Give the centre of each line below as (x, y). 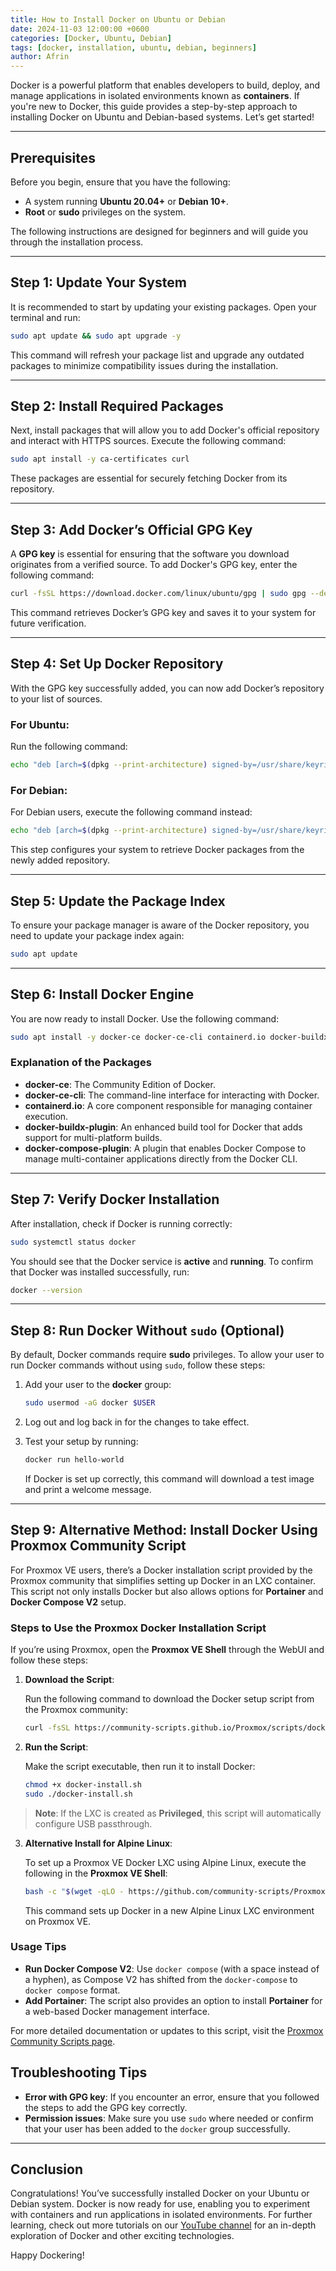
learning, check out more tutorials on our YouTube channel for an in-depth (163, 2225)
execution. (46, 1116)
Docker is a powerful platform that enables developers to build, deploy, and (165, 85)
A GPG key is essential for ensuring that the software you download (150, 554)
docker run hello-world (74, 1460)
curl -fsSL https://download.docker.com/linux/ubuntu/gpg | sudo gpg (158, 594)
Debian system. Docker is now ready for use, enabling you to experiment (160, 2204)
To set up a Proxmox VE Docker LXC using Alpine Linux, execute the (165, 1862)
